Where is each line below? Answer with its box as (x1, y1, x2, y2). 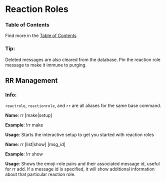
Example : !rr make (5, 122, 43, 128)
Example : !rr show (5, 151, 43, 157)
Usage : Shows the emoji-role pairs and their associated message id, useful (5, 161, 160, 167)
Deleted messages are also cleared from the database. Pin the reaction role (5, 56, 161, 62)
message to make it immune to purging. (5, 61, 87, 68)
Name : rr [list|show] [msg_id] (5, 141, 66, 147)
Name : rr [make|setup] (5, 112, 52, 118)
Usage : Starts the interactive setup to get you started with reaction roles (5, 131, 154, 138)
